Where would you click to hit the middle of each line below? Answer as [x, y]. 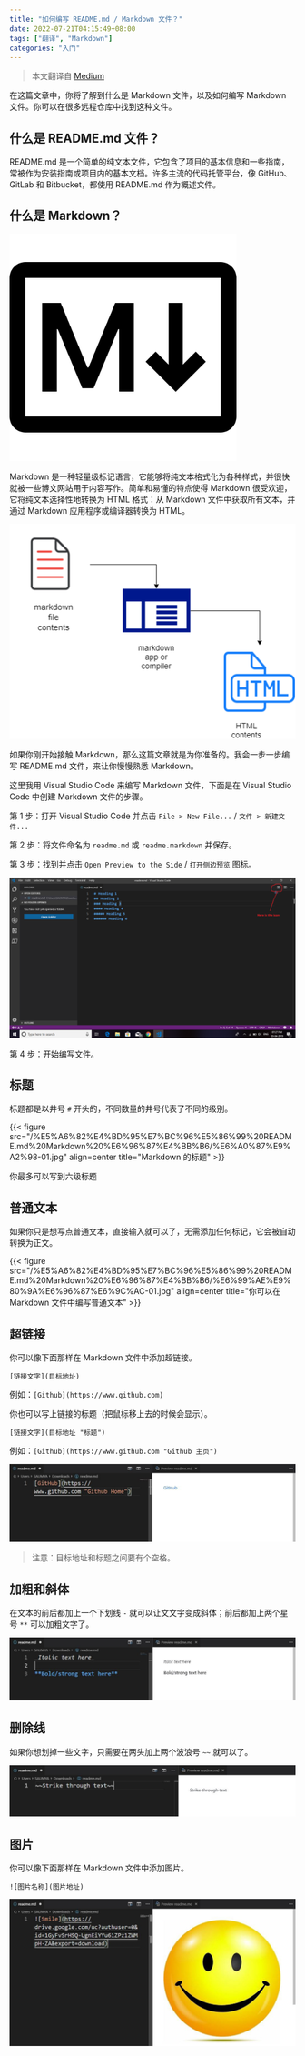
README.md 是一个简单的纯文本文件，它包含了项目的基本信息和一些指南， [150, 162]
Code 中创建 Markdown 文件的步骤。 [79, 797]
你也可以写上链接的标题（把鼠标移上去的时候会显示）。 [111, 1414]
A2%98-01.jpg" [39, 1157]
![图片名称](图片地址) [47, 1887]
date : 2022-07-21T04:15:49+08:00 [73, 29]
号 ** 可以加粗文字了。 [52, 1624]
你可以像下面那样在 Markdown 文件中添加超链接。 [103, 1358]
